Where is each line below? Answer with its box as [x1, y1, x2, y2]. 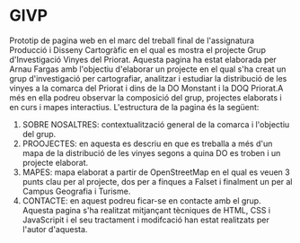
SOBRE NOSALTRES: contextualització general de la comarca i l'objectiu [22, 118, 290, 130]
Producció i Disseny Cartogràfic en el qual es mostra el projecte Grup [9, 44, 267, 55]
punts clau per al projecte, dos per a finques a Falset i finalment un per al [22, 176, 294, 187]
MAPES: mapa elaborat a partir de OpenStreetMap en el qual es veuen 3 [22, 167, 290, 178]
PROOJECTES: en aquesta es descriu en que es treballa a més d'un [22, 138, 273, 149]
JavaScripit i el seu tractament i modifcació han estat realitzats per [22, 214, 269, 225]
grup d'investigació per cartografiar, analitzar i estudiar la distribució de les [9, 73, 287, 83]
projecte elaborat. [22, 157, 89, 168]
